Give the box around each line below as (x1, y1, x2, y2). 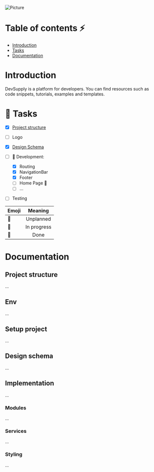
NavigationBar (19, 169, 48, 175)
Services (5, 427, 27, 434)
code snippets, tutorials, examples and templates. (5, 91, 105, 97)
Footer (19, 175, 33, 180)
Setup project (5, 325, 47, 333)
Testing (12, 196, 28, 202)
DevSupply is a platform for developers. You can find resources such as (5, 86, 150, 91)
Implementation (5, 379, 55, 387)
